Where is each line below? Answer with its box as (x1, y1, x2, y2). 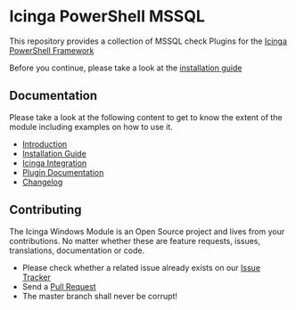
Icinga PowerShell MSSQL (9, 6, 205, 27)
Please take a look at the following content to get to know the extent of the (9, 111, 283, 122)
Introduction (21, 138, 68, 149)
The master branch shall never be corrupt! (21, 290, 178, 301)
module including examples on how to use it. (9, 121, 174, 132)
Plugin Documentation (21, 167, 104, 177)
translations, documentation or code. (9, 245, 145, 256)
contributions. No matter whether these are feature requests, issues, (9, 235, 261, 246)
